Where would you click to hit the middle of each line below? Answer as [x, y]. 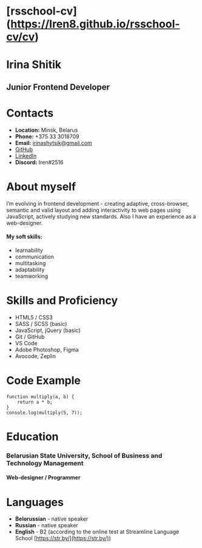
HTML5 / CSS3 [34, 317]
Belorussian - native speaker [52, 519]
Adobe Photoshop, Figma [47, 350]
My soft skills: [24, 237]
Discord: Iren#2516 [39, 162]
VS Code [26, 343]
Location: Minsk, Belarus [46, 130]
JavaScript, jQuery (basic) [48, 330]
